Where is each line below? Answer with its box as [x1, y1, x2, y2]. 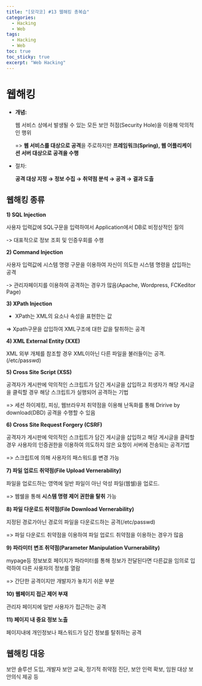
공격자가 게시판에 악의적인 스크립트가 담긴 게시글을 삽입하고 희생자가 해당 [6, 381, 179, 388]
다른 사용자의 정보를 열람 [22, 564, 81, 572]
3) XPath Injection [6, 300, 52, 308]
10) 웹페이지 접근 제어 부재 [6, 590, 68, 598]
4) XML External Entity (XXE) [6, 337, 80, 345]
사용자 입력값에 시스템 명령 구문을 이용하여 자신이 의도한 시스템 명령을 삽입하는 [6, 261, 192, 268]
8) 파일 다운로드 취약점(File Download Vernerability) [6, 506, 134, 513]
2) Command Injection [6, 249, 63, 256]
